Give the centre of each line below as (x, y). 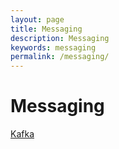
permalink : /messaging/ (60, 57)
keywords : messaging (53, 47)
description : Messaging (60, 38)
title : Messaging (46, 29)
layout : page (37, 19)
